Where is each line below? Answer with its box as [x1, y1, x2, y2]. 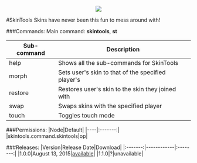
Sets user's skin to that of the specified [58, 68, 166, 76]
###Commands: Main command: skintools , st [6, 28, 117, 34]
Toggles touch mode [58, 112, 116, 119]
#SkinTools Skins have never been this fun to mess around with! [6, 16, 161, 23]
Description [106, 46, 140, 53]
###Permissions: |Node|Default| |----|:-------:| [6, 126, 120, 133]
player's [58, 76, 80, 84]
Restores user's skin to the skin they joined [58, 85, 176, 93]
